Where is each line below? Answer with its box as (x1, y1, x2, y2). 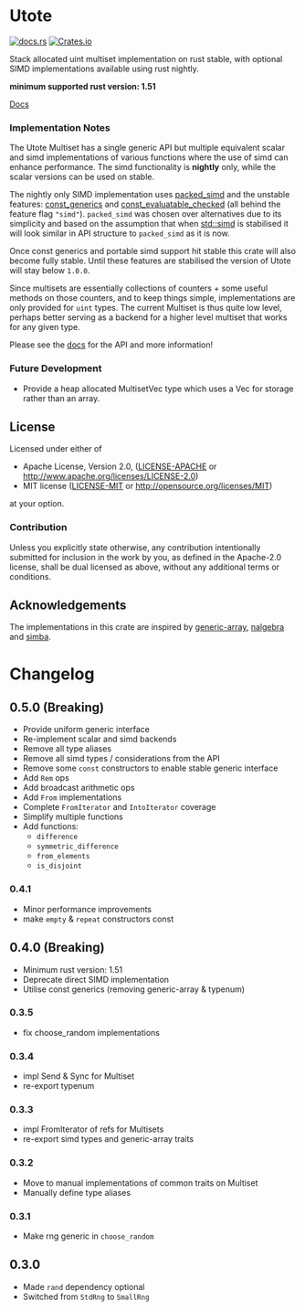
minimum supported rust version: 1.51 (9, 80, 157, 91)
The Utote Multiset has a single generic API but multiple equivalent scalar (9, 143, 286, 154)
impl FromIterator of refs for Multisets (22, 1124, 164, 1135)
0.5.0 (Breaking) (9, 700, 105, 716)
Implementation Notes (9, 121, 111, 133)
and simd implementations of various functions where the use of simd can (9, 152, 289, 163)
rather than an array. (22, 392, 100, 403)
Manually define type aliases (22, 1187, 131, 1198)
